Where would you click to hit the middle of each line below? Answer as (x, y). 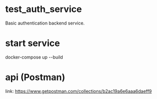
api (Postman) (35, 77)
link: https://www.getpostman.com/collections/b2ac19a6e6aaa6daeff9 (79, 91)
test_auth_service (44, 9)
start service (33, 43)
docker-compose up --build (34, 57)
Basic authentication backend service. (45, 23)
